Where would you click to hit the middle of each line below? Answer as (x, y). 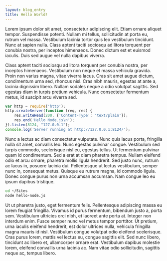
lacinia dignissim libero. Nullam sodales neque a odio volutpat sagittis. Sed (82, 86)
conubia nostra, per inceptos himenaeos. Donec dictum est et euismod (78, 50)
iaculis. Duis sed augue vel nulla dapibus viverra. (55, 55)
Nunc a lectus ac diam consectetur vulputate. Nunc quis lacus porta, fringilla (84, 139)
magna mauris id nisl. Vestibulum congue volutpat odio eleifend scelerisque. (83, 231)
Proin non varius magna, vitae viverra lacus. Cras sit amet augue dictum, (80, 76)
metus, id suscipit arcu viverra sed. (41, 97)
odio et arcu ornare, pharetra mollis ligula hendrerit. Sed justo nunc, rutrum (82, 160)
